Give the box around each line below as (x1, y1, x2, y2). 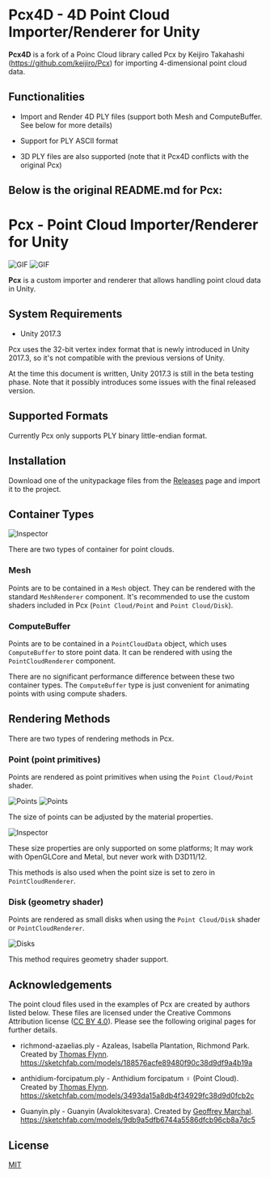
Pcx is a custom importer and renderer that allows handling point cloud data (8, 275, 261, 285)
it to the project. (8, 484, 61, 494)
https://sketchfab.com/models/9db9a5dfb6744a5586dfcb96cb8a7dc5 (19, 1115, 256, 1124)
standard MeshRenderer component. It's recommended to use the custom (8, 591, 251, 601)
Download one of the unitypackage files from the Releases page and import (8, 475, 261, 486)
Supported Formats (8, 410, 109, 423)
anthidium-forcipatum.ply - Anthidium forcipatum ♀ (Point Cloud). (19, 1074, 239, 1083)
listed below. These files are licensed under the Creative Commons (8, 1008, 232, 1018)
